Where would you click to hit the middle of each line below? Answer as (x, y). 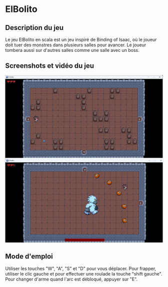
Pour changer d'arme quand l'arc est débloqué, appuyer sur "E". (71, 279)
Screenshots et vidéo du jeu (49, 66)
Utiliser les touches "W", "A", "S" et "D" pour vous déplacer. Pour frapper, (81, 269)
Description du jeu (34, 28)
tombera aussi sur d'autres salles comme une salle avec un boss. (72, 50)
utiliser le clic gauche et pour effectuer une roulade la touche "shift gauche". (84, 274)
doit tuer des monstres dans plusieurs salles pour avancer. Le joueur (76, 45)
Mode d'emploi (29, 256)
